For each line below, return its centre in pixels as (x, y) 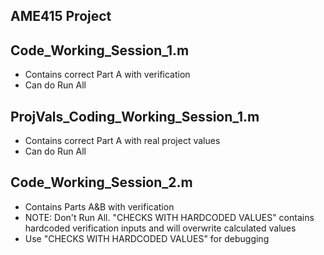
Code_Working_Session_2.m (101, 182)
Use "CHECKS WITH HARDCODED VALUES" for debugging (147, 238)
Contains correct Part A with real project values (122, 141)
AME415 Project (61, 16)
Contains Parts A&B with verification (99, 206)
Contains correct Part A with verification (107, 75)
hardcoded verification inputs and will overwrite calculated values (160, 228)
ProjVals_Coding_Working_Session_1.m (135, 116)
